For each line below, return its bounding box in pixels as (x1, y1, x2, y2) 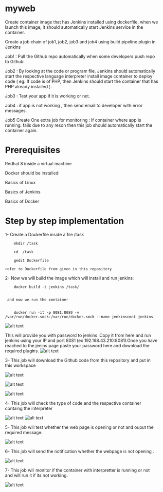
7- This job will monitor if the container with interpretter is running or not (5, 467, 150, 473)
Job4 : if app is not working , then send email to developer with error (5, 102, 143, 108)
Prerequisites (5, 145, 61, 156)
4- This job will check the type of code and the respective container (5, 400, 142, 406)
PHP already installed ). (5, 83, 52, 89)
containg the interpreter (5, 405, 53, 411)
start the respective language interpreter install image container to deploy (5, 73, 153, 79)
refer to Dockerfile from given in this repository (5, 266, 112, 271)
